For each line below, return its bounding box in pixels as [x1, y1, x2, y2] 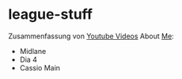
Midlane [19, 46, 47, 56]
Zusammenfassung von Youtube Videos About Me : [8, 31, 174, 41]
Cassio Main [19, 63, 61, 72]
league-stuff [8, 5, 93, 23]
